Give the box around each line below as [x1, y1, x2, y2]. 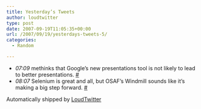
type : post [6, 20, 34, 26]
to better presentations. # [15, 71, 79, 78]
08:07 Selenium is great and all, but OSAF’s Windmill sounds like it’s [15, 77, 185, 85]
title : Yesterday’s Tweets [6, 8, 75, 15]
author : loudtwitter [6, 15, 59, 21]
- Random [12, 43, 34, 49]
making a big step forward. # [15, 84, 88, 91]
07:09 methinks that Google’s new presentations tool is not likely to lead [15, 64, 196, 71]
